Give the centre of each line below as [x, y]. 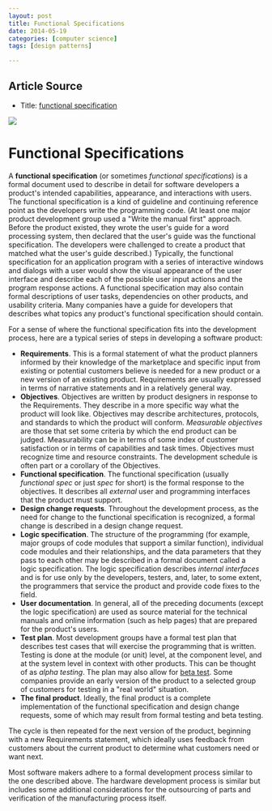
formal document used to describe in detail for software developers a [124, 184]
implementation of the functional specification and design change [130, 706]
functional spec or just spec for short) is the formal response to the [132, 482]
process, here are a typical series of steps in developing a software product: [136, 338]
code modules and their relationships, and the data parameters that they [140, 551]
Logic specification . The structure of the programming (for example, [135, 534]
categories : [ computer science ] [63, 38]
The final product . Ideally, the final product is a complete [115, 698]
